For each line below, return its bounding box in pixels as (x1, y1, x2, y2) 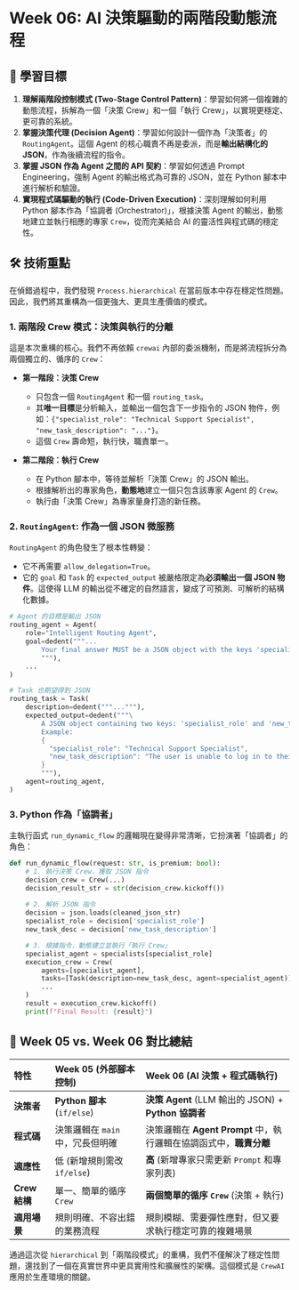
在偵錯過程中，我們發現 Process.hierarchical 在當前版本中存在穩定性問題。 (9, 285, 289, 295)
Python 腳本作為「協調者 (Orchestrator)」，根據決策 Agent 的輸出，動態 (21, 206, 283, 215)
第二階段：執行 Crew (21, 455, 100, 465)
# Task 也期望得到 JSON (9, 686, 91, 695)
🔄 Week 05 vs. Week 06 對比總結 (9, 1034, 193, 1050)
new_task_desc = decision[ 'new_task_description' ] (25, 925, 217, 934)
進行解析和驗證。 (21, 183, 85, 193)
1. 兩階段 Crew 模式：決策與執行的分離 (9, 320, 174, 333)
